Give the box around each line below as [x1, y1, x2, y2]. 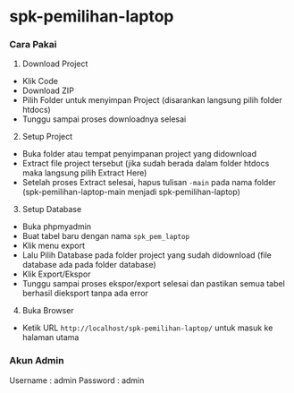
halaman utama [21, 332, 80, 343]
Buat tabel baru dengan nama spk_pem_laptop [21, 231, 190, 242]
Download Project [21, 58, 88, 69]
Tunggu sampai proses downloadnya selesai [21, 114, 187, 124]
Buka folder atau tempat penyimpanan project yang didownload [21, 149, 257, 159]
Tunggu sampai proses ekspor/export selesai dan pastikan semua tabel [21, 278, 286, 289]
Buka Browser [21, 305, 74, 316]
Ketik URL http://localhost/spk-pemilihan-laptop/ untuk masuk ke [21, 322, 273, 333]
